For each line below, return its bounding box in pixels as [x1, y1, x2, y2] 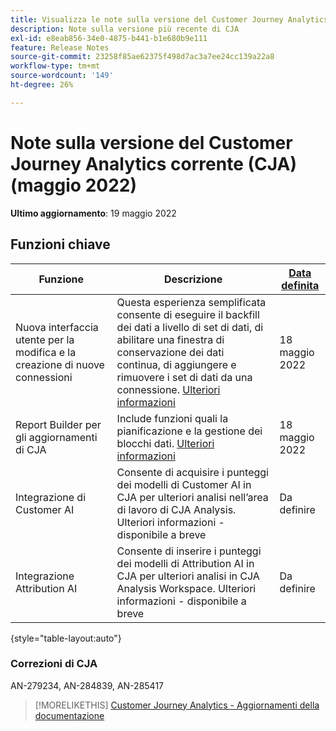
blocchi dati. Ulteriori [116, 436, 215, 450]
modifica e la [15, 345, 77, 359]
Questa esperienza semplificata [116, 295, 267, 309]
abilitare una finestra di [116, 332, 225, 346]
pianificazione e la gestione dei [116, 424, 263, 438]
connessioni [15, 370, 73, 384]
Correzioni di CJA [10, 657, 98, 671]
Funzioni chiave [10, 236, 111, 253]
